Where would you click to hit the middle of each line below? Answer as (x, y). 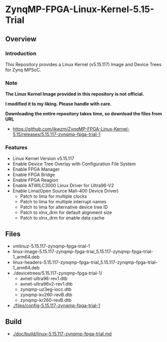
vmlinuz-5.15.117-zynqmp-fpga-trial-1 (51, 246)
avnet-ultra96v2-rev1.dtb (46, 284)
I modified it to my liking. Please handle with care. (58, 104)
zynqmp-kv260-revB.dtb (46, 295)
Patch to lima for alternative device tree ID (64, 207)
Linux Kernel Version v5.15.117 (43, 159)
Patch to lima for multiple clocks (54, 196)
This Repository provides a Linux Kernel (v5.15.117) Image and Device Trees (83, 64)
